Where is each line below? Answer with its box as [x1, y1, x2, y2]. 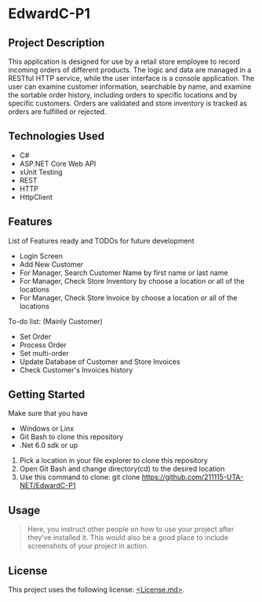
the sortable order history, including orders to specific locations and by [8, 90, 238, 99]
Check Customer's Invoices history [19, 365, 133, 374]
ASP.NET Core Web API [19, 159, 96, 168]
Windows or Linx [19, 424, 75, 433]
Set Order [19, 332, 52, 341]
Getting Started [8, 388, 86, 402]
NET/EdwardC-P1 [19, 481, 76, 490]
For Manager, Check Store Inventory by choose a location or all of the [19, 276, 245, 285]
